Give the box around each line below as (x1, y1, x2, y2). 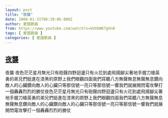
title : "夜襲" (5, 12, 33, 17)
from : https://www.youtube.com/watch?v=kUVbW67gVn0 (5, 26, 115, 31)
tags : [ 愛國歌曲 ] (5, 31, 43, 36)
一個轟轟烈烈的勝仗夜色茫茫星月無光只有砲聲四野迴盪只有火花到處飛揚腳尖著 (5, 88, 163, 94)
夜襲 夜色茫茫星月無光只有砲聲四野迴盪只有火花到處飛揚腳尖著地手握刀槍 (5, 69, 155, 75)
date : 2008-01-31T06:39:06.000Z (5, 17, 72, 22)
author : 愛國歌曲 (5, 21, 38, 27)
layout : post (5, 7, 32, 13)
